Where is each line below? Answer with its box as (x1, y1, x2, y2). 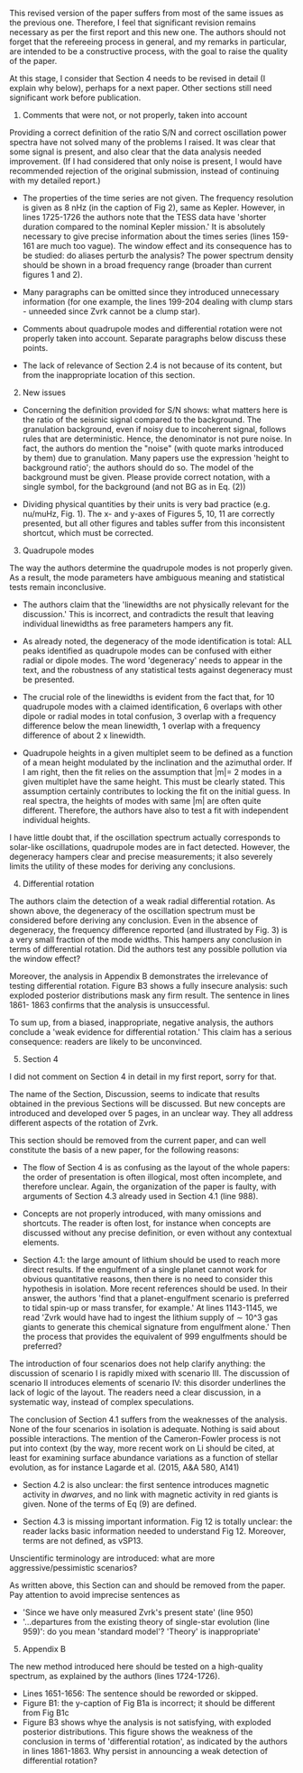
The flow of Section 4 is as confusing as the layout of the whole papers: (22, 1162, 290, 1172)
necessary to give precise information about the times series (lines (22, 231, 271, 242)
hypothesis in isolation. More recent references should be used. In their (22, 1283, 288, 1294)
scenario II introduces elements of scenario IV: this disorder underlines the (9, 1378, 286, 1388)
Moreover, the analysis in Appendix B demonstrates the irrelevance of (9, 971, 269, 982)
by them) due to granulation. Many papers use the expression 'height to (22, 453, 289, 463)
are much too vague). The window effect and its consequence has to (35, 241, 292, 251)
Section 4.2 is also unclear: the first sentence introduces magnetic (22, 1480, 270, 1490)
